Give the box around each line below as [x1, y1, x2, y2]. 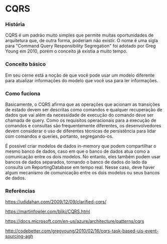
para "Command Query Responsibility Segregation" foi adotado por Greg [5, 43, 156, 49]
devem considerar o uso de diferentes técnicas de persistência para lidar [5, 128, 156, 134]
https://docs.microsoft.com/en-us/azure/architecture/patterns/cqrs [5, 218, 144, 224]
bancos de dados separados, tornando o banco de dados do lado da [5, 159, 147, 165]
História [5, 21, 25, 28]
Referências [5, 187, 36, 194]
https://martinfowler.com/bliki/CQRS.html [5, 208, 90, 214]
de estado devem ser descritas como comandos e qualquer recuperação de [5, 107, 162, 113]
